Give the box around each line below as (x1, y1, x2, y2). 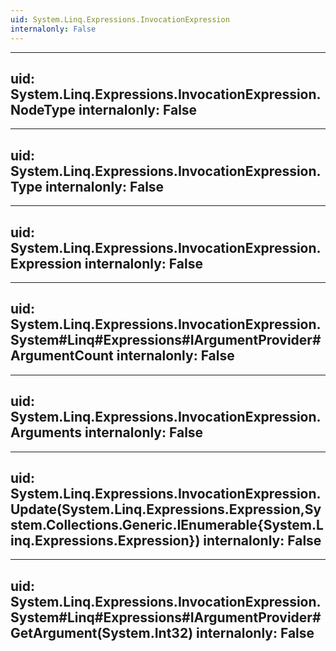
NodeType (10, 101, 77, 118)
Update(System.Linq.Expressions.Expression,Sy (10, 501, 322, 518)
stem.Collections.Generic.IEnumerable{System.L (10, 516, 324, 533)
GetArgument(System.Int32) (10, 624, 194, 641)
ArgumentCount (10, 347, 114, 365)
